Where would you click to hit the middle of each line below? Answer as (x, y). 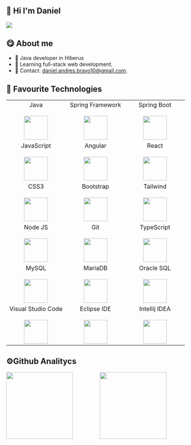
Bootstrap (96, 186)
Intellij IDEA (155, 309)
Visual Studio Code (36, 309)
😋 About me (30, 44)
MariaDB (95, 268)
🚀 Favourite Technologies (54, 89)
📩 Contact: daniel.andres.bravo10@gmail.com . (71, 70)
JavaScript (36, 146)
